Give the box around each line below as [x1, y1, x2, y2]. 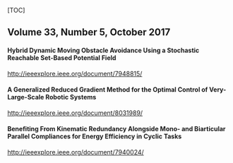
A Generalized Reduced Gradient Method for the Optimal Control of [7, 85, 208, 94]
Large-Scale [7, 93, 44, 102]
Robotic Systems [45, 93, 97, 102]
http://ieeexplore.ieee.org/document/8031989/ [7, 109, 143, 117]
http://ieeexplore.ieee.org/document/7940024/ [7, 148, 145, 156]
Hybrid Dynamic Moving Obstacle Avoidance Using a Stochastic [7, 46, 200, 54]
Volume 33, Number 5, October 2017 [7, 26, 171, 38]
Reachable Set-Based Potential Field [7, 53, 116, 62]
